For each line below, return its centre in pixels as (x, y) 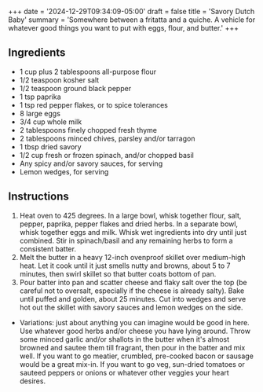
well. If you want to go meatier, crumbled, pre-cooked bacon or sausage (136, 356)
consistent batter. (48, 249)
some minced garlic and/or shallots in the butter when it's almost (124, 339)
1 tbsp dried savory (50, 147)
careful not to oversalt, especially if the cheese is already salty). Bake (132, 291)
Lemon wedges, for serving (64, 171)
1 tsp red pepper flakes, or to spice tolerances (94, 104)
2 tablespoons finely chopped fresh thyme (88, 130)
